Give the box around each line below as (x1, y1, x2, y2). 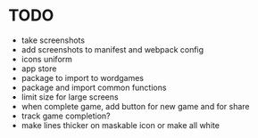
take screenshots (21, 35, 86, 45)
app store (21, 63, 57, 74)
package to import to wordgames (21, 72, 145, 83)
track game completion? (21, 110, 111, 121)
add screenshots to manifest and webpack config (21, 44, 204, 54)
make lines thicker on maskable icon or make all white (21, 119, 221, 130)
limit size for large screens (21, 91, 119, 102)
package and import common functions (21, 82, 167, 93)
